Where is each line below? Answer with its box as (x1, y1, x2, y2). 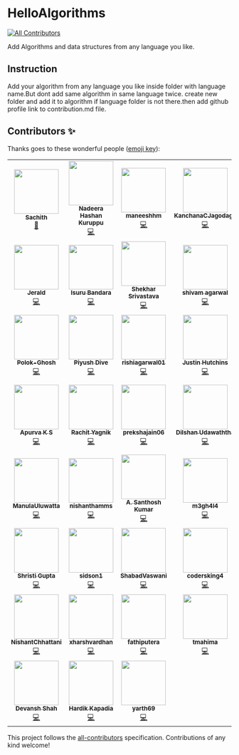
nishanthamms (69, 502, 113, 510)
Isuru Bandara (70, 288, 112, 297)
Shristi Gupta (17, 572, 55, 580)
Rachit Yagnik (70, 429, 112, 437)
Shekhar (131, 285, 156, 293)
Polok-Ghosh (16, 358, 56, 367)
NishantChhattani (11, 638, 62, 646)
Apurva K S (20, 429, 53, 437)
